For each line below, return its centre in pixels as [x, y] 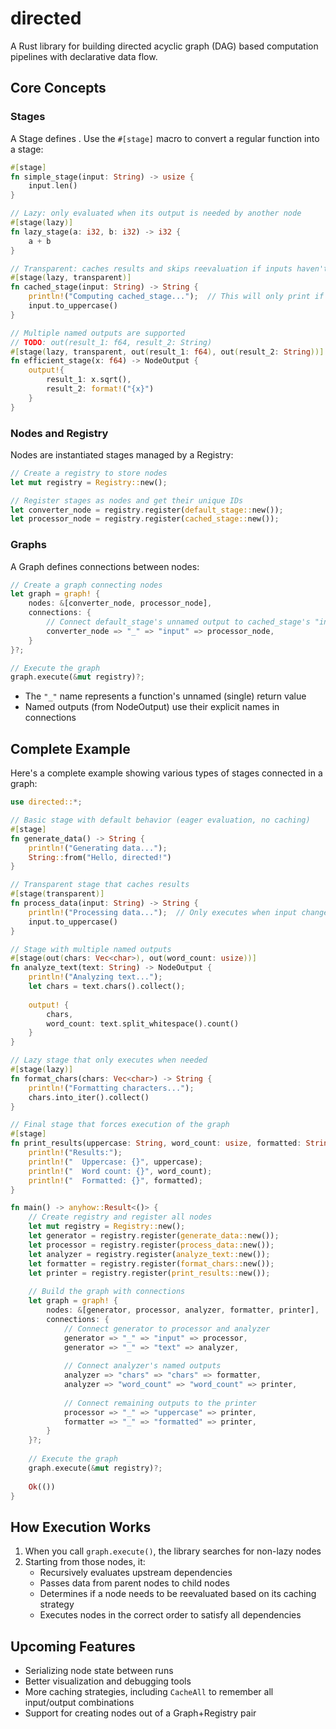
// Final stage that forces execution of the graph [120, 1125]
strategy [57, 1604]
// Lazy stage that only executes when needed [109, 1060]
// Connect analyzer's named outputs [142, 1366]
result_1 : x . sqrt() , [89, 380]
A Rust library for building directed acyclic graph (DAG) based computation [164, 46]
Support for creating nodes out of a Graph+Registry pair [140, 1713]
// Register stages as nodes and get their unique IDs [127, 500]
